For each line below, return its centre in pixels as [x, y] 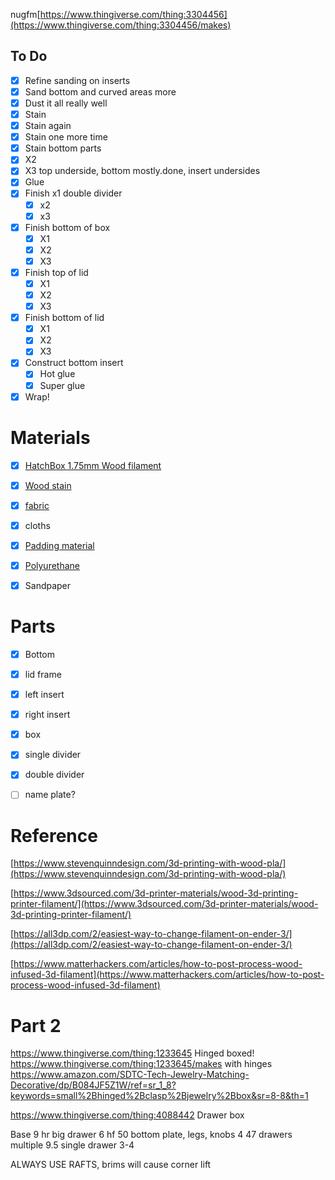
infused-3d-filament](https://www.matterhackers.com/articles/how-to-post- [167, 975]
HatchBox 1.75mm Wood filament [93, 465]
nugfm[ [25, 14]
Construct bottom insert [74, 363]
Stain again [48, 126]
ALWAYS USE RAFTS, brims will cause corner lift [111, 1165]
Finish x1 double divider [73, 193]
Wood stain [48, 485]
